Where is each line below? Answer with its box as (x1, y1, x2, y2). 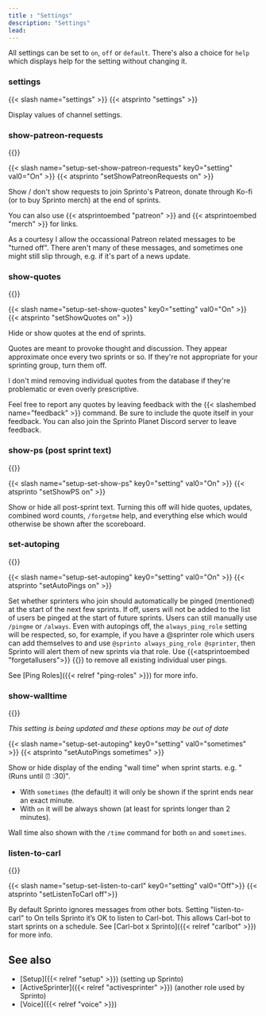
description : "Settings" (8, 19, 91, 27)
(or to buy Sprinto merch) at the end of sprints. (8, 195, 161, 205)
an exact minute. (19, 795, 75, 806)
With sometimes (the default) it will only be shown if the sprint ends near (19, 787, 254, 797)
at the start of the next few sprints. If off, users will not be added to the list (8, 604, 251, 614)
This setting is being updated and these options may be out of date (8, 724, 229, 733)
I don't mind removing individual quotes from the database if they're (8, 376, 231, 386)
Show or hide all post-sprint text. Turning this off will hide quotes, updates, (8, 502, 253, 512)
